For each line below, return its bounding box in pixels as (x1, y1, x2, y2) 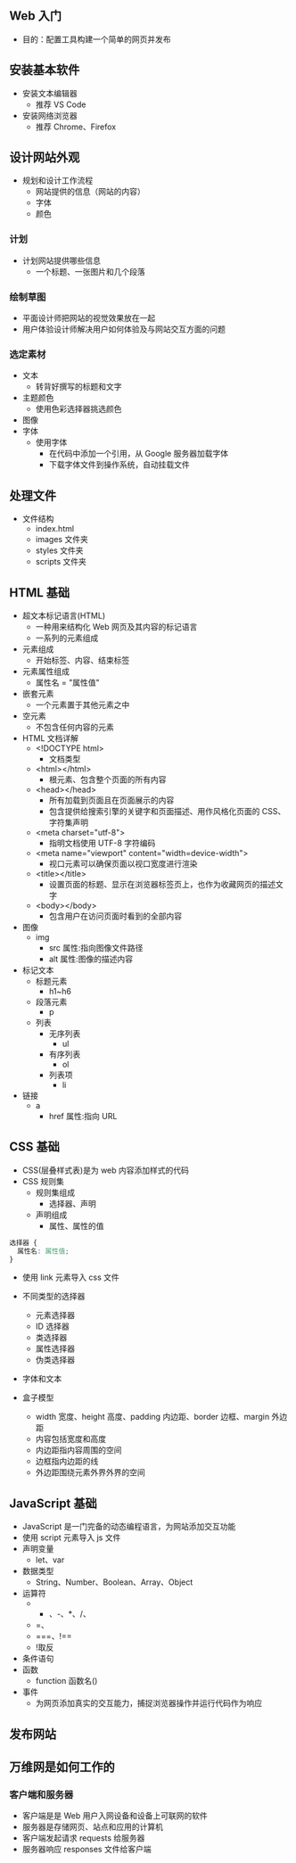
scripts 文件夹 (35, 556, 87, 567)
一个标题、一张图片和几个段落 (35, 266, 145, 276)
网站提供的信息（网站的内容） (35, 186, 145, 197)
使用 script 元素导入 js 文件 (21, 1532, 121, 1543)
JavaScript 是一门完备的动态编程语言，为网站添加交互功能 (21, 1521, 236, 1532)
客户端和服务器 (9, 1788, 74, 1801)
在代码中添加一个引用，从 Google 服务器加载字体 (48, 449, 229, 459)
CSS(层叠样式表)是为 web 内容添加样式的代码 (21, 1165, 190, 1175)
